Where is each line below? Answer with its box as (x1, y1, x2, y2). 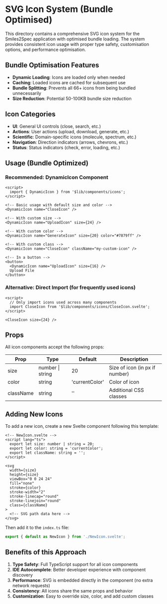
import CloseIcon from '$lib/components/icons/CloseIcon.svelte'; (9, 304, 150, 309)
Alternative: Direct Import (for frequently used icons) (5, 284, 136, 291)
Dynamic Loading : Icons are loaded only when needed (12, 74, 125, 80)
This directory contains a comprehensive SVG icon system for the (5, 30, 140, 36)
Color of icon (109, 378, 140, 385)
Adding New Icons (5, 410, 63, 418)
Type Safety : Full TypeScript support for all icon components (12, 561, 138, 567)
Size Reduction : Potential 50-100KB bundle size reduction (12, 95, 132, 101)
